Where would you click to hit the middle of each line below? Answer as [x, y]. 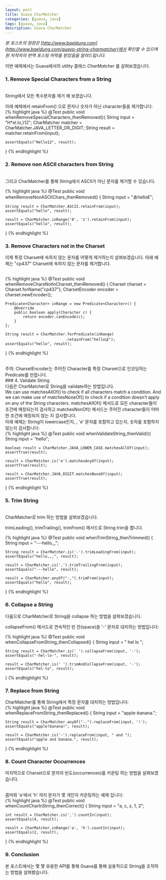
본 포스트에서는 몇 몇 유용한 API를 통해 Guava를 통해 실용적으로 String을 [75, 866]
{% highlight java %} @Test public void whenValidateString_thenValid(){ [78, 434]
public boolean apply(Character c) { [53, 313]
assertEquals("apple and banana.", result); [52, 739]
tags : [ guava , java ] [27, 24]
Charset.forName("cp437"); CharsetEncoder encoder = [62, 289]
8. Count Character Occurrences [45, 761]
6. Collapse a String [29, 605]
